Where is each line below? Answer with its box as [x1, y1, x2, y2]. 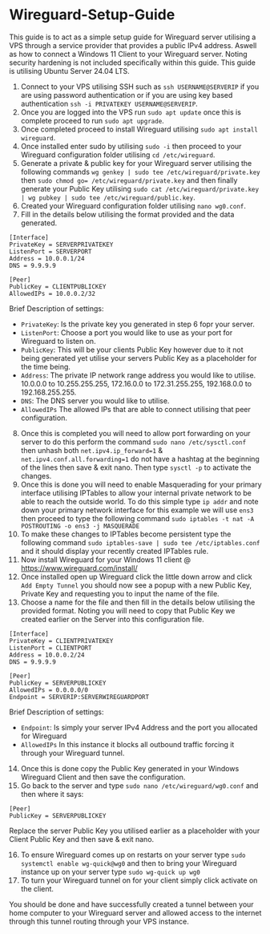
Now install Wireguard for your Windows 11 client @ [20, 555, 191, 564]
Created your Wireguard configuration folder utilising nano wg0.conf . [20, 200, 247, 210]
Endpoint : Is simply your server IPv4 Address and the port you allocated [20, 722, 258, 732]
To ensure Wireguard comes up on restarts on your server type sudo [20, 850, 246, 859]
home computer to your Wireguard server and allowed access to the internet [9, 908, 262, 917]
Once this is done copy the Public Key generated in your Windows [20, 763, 240, 773]
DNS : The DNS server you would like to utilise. [20, 395, 170, 406]
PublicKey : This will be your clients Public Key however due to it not [20, 345, 244, 354]
